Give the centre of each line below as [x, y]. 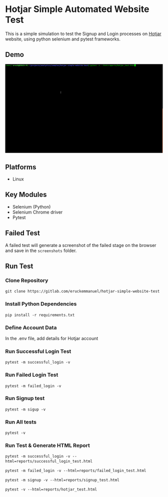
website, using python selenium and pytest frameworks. [63, 39]
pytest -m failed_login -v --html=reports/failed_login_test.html [76, 471]
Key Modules [26, 195]
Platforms [21, 167]
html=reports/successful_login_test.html [49, 461]
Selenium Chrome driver [37, 212]
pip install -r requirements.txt [40, 315]
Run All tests [21, 422]
